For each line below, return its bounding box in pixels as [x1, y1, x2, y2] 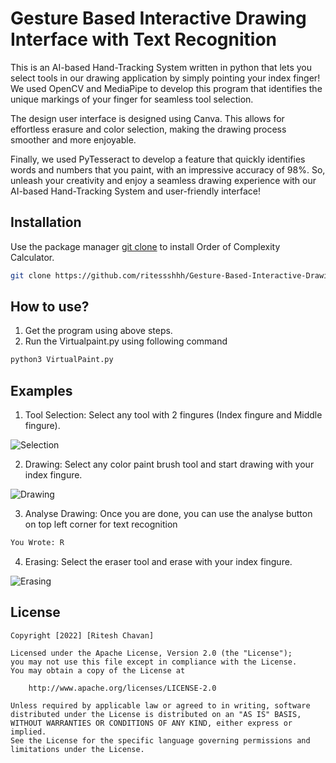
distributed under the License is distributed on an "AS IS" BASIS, [10, 709, 302, 719]
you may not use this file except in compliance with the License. [10, 657, 298, 667]
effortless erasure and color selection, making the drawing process [10, 123, 287, 135]
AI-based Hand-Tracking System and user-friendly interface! [10, 185, 261, 197]
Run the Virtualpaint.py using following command [24, 335, 228, 347]
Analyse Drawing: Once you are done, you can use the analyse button [24, 508, 313, 520]
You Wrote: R [10, 538, 65, 548]
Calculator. [10, 251, 55, 263]
